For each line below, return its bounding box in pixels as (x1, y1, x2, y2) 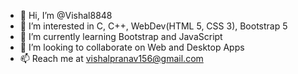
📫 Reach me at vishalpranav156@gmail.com (19, 53, 204, 64)
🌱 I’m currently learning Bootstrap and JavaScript (19, 31, 223, 42)
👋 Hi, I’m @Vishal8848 (19, 10, 113, 21)
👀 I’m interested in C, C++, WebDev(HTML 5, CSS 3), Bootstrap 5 (19, 20, 288, 32)
